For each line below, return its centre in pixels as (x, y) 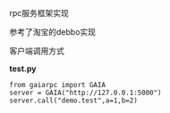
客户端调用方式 (37, 51)
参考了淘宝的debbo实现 (53, 32)
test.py (23, 69)
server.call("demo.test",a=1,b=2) (74, 101)
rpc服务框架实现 (39, 13)
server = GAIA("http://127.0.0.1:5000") (86, 93)
